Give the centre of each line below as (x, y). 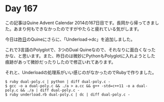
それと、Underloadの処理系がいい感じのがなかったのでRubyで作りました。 (81, 72)
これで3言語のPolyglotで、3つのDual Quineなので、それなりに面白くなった (80, 50)
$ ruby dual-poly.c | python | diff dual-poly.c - (58, 81)
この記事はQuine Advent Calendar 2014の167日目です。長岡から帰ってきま (80, 23)
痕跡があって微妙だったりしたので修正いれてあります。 (60, 62)
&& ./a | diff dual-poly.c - (50, 90)
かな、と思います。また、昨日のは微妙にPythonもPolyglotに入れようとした (80, 56)
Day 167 (22, 9)
